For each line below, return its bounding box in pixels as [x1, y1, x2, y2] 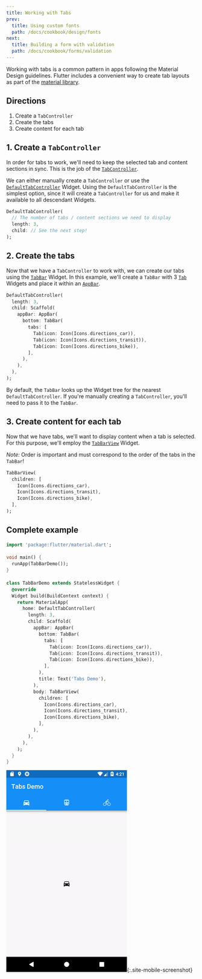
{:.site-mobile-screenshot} [127, 966, 193, 974]
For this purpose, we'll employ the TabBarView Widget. [6, 439, 140, 446]
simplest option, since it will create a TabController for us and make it [6, 190, 180, 197]
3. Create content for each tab [6, 417, 122, 427]
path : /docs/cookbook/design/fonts [11, 29, 101, 35]
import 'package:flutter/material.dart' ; [6, 542, 112, 548]
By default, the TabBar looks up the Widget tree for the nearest [6, 386, 161, 393]
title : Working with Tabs [6, 10, 71, 16]
